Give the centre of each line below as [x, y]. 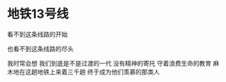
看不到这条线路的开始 [37, 34]
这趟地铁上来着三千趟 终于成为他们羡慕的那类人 [92, 72]
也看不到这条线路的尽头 [40, 49]
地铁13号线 [38, 14]
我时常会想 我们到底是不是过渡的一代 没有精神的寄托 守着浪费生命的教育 [109, 63]
